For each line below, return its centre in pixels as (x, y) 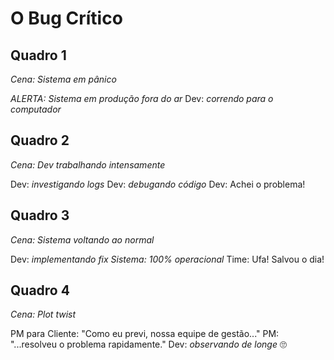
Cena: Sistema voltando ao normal (82, 239)
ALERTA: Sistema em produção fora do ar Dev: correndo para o (142, 98)
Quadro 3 (40, 215)
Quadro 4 (40, 290)
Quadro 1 (38, 55)
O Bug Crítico (66, 18)
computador (36, 109)
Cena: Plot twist (43, 314)
